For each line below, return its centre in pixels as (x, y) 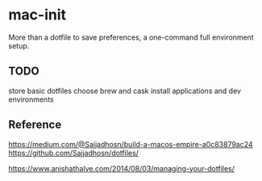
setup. (19, 45)
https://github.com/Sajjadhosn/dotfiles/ (74, 153)
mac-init (37, 15)
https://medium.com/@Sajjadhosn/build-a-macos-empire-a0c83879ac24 (131, 144)
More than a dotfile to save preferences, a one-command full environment (131, 37)
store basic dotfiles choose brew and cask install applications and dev (125, 90)
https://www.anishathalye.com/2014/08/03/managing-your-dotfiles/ (122, 168)
